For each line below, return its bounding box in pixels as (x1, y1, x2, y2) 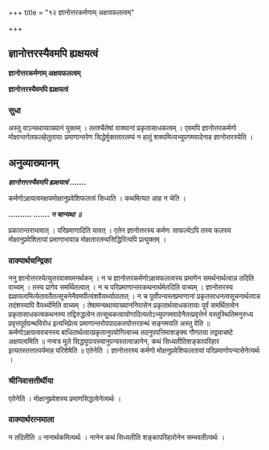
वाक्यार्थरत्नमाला (8, 414, 55, 425)
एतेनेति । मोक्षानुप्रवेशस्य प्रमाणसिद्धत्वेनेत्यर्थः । (8, 394, 122, 403)
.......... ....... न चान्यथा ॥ (8, 209, 82, 219)
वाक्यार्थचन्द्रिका (8, 255, 52, 266)
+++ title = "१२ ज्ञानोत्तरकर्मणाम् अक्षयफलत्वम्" (8, 8, 135, 17)
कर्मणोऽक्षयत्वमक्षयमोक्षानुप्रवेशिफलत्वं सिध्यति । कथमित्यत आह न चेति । (8, 193, 186, 202)
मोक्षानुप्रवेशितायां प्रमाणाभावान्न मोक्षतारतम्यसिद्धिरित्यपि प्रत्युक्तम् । (8, 234, 167, 244)
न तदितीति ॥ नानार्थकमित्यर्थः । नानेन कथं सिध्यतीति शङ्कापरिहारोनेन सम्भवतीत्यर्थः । (8, 432, 226, 442)
